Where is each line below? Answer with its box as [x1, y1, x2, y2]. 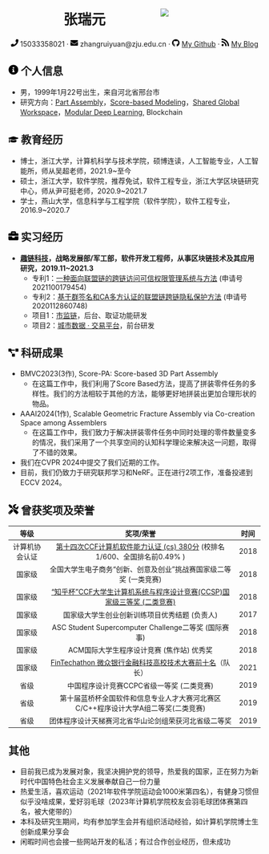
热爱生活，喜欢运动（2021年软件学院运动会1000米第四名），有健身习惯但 [19, 787, 259, 796]
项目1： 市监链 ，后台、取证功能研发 [31, 310, 148, 320]
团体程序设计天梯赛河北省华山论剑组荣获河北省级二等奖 [49, 716, 232, 726]
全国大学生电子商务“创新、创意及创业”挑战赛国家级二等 [49, 564, 232, 574]
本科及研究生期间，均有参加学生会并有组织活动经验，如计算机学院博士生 [19, 817, 259, 827]
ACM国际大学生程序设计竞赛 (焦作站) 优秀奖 [67, 645, 214, 655]
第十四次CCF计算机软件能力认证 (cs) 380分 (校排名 [55, 542, 226, 551]
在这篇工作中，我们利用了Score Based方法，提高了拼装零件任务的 [31, 379, 250, 388]
